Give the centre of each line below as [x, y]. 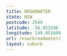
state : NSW [19, 17]
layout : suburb [24, 44]
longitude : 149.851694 [33, 33]
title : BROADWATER [28, 11]
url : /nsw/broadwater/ [33, 38]
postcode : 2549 [24, 22]
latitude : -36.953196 [32, 28]
